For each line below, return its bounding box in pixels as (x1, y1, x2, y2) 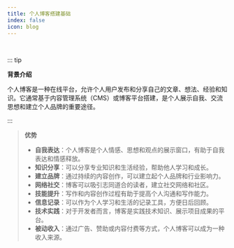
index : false (7, 17, 45, 24)
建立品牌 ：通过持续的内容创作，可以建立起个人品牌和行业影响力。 (34, 172, 225, 180)
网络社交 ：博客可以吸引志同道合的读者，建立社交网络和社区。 (34, 181, 213, 189)
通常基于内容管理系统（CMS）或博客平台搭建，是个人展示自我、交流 (25, 94, 224, 102)
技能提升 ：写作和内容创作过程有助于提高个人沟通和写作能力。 (34, 189, 213, 198)
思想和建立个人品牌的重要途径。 (7, 103, 99, 111)
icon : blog (7, 23, 39, 30)
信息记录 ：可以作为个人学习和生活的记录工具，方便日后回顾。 (34, 198, 213, 207)
